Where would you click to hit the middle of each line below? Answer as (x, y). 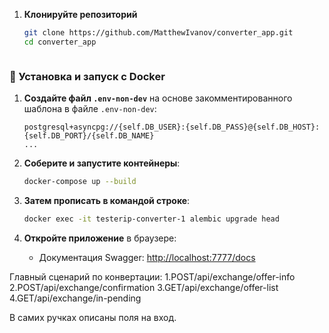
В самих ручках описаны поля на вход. (93, 317)
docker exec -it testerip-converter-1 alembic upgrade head (151, 219)
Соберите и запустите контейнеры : (102, 163)
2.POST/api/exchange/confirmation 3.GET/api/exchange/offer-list (144, 287)
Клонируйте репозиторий (80, 14)
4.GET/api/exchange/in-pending (75, 298)
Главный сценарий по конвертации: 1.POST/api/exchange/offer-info (152, 276)
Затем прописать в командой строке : (107, 200)
